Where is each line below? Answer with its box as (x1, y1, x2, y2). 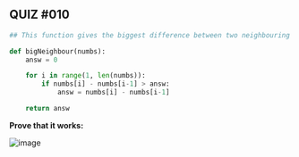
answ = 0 (25, 55, 58, 64)
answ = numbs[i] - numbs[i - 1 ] (56, 88, 170, 97)
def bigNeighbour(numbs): (9, 46, 106, 56)
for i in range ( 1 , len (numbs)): (25, 71, 146, 80)
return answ (25, 104, 70, 113)
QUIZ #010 (9, 7, 70, 22)
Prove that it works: (9, 120, 84, 130)
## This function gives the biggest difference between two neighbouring (9, 30, 291, 39)
